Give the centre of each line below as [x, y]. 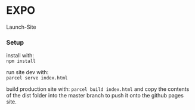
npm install [21, 61]
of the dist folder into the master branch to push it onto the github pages [95, 96]
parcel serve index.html [37, 78]
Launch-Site [21, 27]
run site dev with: [27, 72]
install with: [20, 56]
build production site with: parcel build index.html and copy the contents [98, 89]
